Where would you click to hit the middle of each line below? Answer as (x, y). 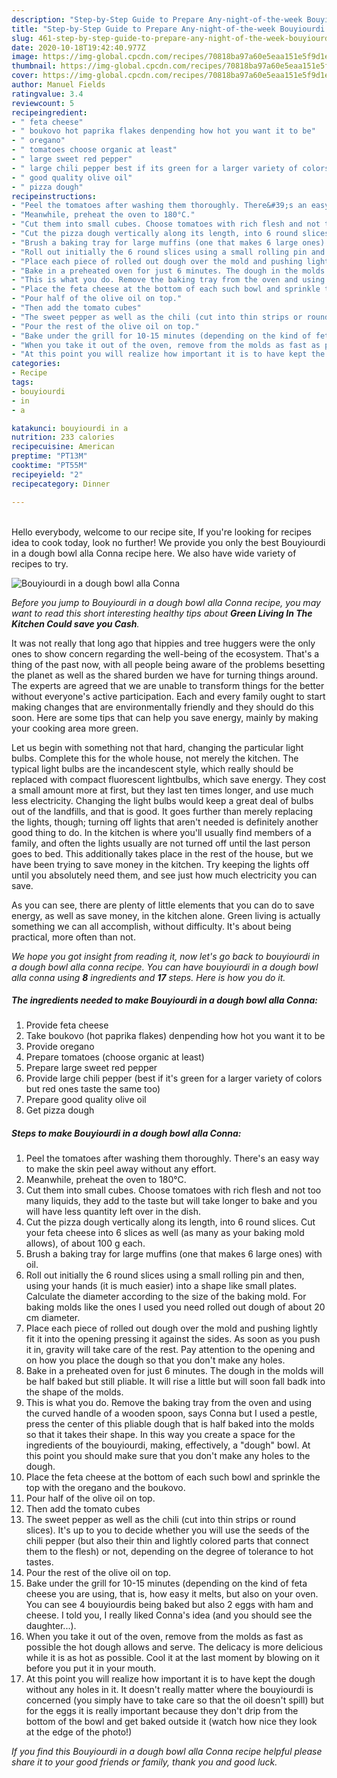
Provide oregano (60, 1047)
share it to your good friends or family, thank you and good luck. (144, 1762)
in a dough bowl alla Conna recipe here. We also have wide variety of (154, 553)
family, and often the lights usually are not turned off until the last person (161, 843)
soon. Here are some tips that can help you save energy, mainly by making (165, 717)
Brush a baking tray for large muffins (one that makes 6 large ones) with (174, 1254)
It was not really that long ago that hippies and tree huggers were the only (163, 643)
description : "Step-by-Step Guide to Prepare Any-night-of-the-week (157, 19)
